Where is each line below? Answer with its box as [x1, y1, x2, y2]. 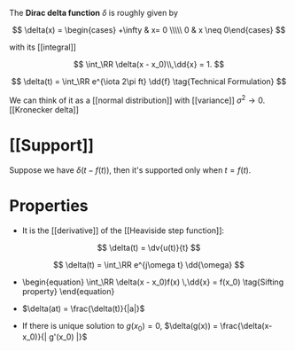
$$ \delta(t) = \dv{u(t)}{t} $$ [97, 242, 201, 253]
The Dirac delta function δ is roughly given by [9, 8, 179, 18]
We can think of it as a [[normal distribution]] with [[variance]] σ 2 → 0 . [9, 93, 266, 105]
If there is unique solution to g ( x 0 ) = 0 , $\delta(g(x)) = [21, 320, 219, 333]
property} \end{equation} [21, 285, 115, 296]
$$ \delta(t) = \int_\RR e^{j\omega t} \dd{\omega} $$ [52, 259, 245, 269]
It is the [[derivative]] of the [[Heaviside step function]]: [21, 225, 224, 236]
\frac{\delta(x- [220, 320, 273, 331]
